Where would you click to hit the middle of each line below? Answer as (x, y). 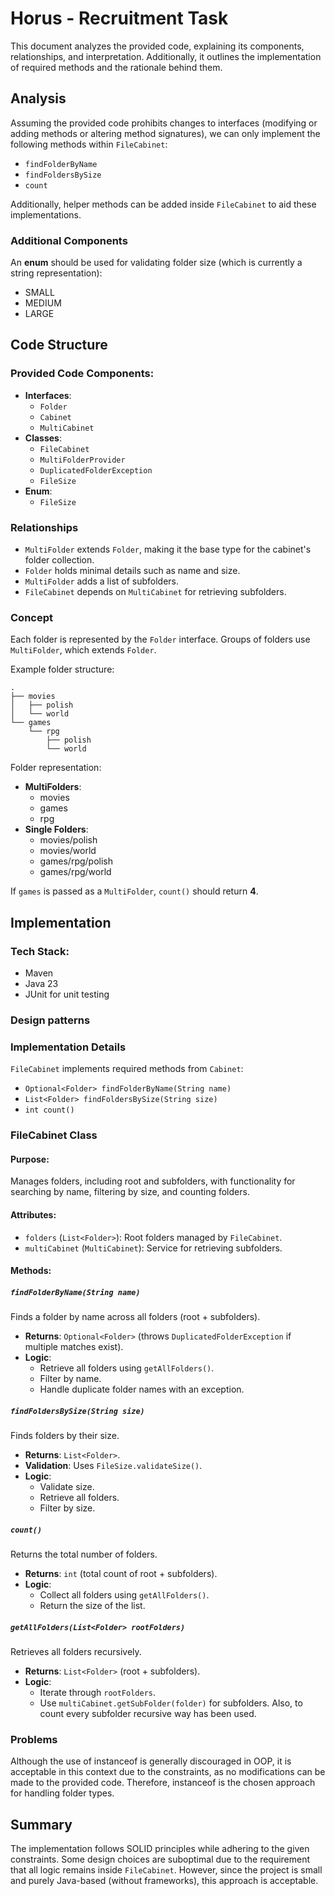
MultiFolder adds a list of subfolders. (102, 581)
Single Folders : (56, 829)
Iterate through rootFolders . (98, 1693)
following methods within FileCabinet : (89, 144)
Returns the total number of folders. (84, 1554)
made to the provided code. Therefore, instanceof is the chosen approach (163, 1783)
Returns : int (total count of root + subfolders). (121, 1574)
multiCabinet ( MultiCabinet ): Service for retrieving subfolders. (153, 1248)
